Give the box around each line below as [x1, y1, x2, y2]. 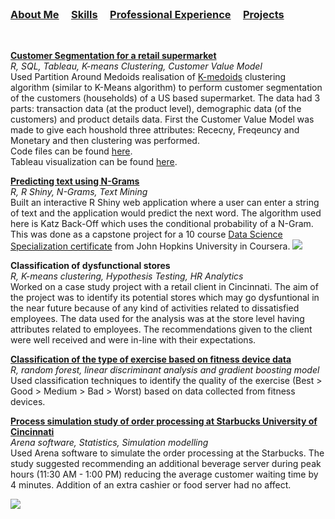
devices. [10, 396, 46, 408]
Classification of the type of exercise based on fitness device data [10, 353, 292, 366]
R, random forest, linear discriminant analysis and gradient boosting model [10, 364, 320, 376]
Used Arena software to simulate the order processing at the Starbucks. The [10, 447, 325, 459]
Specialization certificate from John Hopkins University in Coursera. [10, 240, 291, 252]
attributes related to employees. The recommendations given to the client [10, 323, 313, 336]
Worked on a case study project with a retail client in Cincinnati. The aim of [10, 281, 319, 293]
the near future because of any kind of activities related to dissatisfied [10, 302, 300, 314]
